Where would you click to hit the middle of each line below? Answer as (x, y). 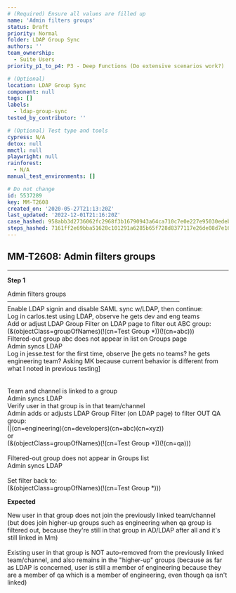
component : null (31, 92)
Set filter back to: (32, 480)
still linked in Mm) (33, 537)
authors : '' (25, 46)
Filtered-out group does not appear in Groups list (78, 458)
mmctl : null (25, 150)
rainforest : (25, 163)
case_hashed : (26, 222)
